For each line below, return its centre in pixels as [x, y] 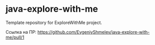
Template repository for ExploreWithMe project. [54, 22]
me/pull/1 [15, 37]
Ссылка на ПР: [21, 32]
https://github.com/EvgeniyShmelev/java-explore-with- [94, 32]
